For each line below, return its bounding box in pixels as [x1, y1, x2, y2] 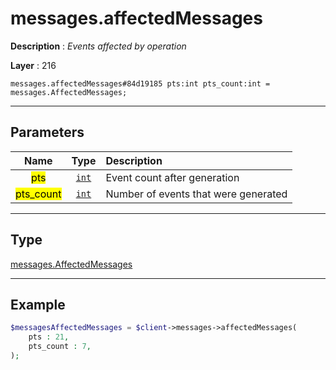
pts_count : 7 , [28, 342, 92, 352]
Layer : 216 [10, 59, 57, 71]
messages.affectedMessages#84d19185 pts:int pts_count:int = [10, 78, 271, 89]
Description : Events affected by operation [10, 40, 187, 52]
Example [10, 296, 66, 313]
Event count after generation [105, 170, 240, 184]
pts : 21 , [28, 332, 70, 342]
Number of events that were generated [105, 187, 288, 201]
